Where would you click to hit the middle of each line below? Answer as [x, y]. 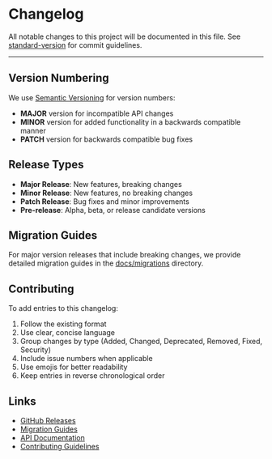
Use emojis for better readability [74, 367]
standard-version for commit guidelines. [75, 45]
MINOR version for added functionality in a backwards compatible [130, 121]
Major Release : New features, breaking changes [101, 184]
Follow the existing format [63, 324]
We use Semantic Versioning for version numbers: [92, 97]
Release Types [46, 165]
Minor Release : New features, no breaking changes [106, 193]
